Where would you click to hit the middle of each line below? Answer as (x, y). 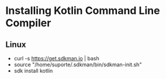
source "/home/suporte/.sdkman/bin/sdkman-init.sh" (78, 64)
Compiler (28, 23)
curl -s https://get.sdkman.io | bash (57, 58)
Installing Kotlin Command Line (83, 11)
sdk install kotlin (33, 71)
